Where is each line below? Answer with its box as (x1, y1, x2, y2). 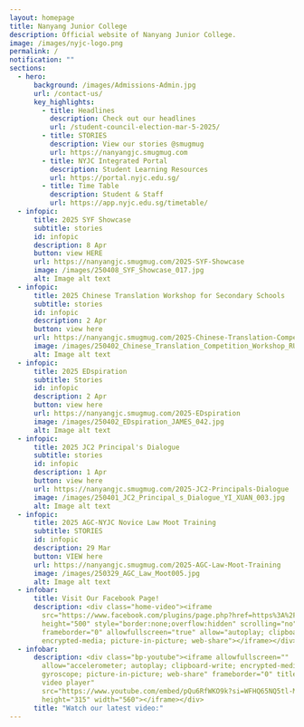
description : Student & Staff (49, 190, 165, 199)
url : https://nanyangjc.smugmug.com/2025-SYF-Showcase (33, 257, 245, 267)
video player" (42, 678, 95, 687)
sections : (9, 64, 47, 73)
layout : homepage (9, 13, 75, 23)
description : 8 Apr (33, 241, 107, 250)
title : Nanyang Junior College (9, 22, 128, 31)
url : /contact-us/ (33, 89, 103, 98)
